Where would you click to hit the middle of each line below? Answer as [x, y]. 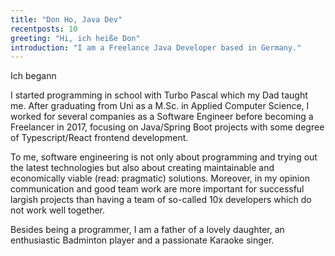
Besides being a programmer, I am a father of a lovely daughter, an [147, 230]
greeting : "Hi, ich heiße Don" [75, 38]
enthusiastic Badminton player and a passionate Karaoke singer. [142, 240]
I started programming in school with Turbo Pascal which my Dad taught [159, 95]
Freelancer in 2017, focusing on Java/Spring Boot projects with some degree [167, 127]
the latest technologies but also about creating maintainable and [142, 168]
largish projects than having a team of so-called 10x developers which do [161, 200]
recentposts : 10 [44, 29]
